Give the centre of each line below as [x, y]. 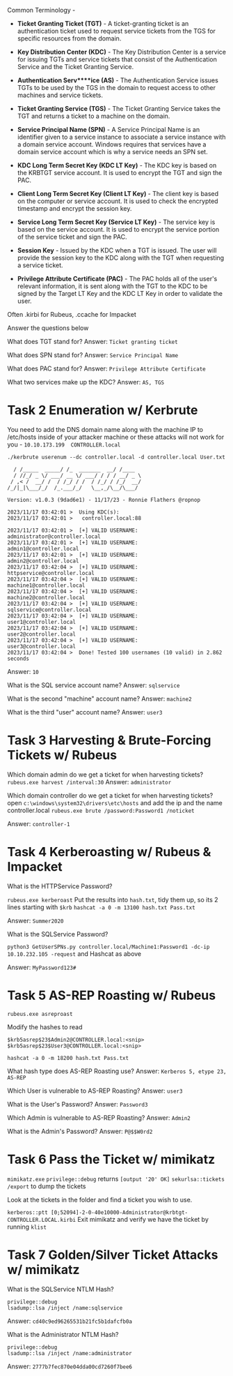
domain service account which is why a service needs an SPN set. [112, 152]
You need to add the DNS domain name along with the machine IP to [105, 429]
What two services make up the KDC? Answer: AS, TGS [86, 382]
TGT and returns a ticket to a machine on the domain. [94, 116]
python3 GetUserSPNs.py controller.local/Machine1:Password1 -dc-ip [109, 947]
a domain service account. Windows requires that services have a [112, 144]
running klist [27, 1227]
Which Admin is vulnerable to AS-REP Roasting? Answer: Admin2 [99, 1117]
